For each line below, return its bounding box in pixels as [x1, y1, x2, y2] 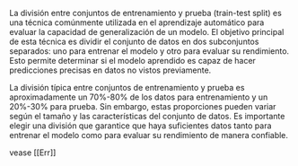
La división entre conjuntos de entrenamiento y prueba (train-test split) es [9, 8, 283, 18]
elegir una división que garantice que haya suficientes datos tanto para [9, 120, 272, 131]
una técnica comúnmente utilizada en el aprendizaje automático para [9, 17, 265, 28]
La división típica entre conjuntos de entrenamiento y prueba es [9, 83, 245, 92]
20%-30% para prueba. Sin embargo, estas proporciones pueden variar [9, 101, 276, 111]
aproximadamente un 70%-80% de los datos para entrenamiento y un [9, 92, 268, 102]
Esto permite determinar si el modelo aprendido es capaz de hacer [9, 56, 256, 66]
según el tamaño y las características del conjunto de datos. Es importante [9, 111, 285, 121]
